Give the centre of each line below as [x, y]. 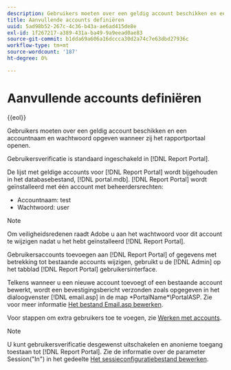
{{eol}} [16, 117]
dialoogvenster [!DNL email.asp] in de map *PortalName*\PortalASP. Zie [110, 297]
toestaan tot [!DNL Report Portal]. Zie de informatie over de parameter [106, 351]
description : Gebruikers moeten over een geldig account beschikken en [112, 13]
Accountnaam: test [44, 199]
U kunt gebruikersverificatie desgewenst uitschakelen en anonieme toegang [115, 344]
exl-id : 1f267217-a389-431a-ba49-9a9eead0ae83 [75, 33]
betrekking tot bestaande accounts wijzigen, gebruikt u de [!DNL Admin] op [114, 261]
